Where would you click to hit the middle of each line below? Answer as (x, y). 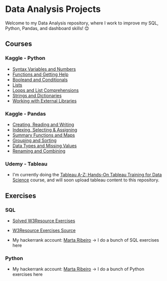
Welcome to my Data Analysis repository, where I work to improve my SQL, (82, 23)
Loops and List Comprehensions (45, 90)
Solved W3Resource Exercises (44, 221)
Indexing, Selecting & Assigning (45, 130)
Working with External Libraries (44, 101)
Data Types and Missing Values (44, 145)
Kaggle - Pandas (26, 114)
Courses (19, 44)
